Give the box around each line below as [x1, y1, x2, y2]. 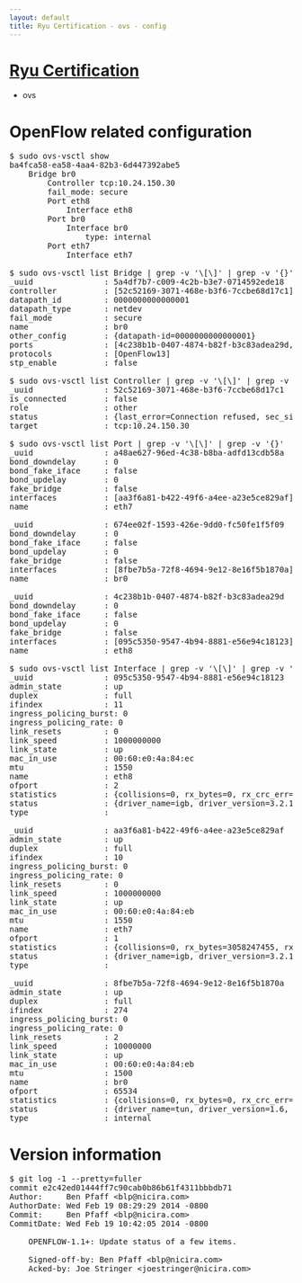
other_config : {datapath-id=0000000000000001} [9, 331, 256, 342]
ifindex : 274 [9, 1005, 129, 1016]
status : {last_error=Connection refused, [9, 412, 261, 423]
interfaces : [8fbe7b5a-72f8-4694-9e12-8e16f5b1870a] [9, 565, 294, 575]
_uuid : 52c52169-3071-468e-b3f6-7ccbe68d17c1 [9, 385, 285, 396]
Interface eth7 [66, 250, 133, 261]
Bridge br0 [28, 169, 76, 180]
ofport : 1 [9, 933, 119, 944]
